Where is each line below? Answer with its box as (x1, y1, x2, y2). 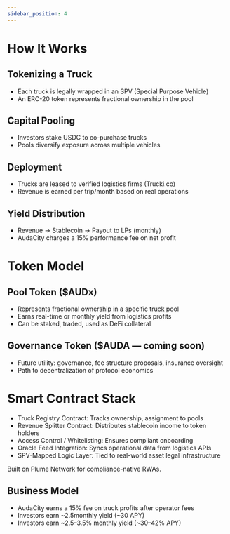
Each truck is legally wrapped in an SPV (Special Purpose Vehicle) (17, 87, 209, 95)
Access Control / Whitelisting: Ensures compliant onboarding (17, 436, 194, 444)
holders (17, 429, 40, 437)
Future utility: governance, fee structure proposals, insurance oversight (17, 359, 223, 367)
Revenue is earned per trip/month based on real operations (17, 187, 189, 196)
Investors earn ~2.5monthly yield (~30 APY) (17, 511, 145, 519)
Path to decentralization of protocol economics (17, 366, 154, 374)
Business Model (7, 485, 79, 497)
